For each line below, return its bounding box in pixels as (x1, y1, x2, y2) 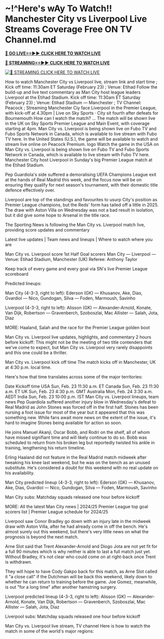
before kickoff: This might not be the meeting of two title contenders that (5, 339, 152, 345)
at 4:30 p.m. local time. (5, 364, 52, 370)
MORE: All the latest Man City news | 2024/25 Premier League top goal (5, 503, 148, 509)
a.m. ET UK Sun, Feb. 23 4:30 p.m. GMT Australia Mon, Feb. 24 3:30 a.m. (5, 388, 153, 394)
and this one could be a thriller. (5, 350, 68, 355)
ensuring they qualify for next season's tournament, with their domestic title (5, 182, 158, 188)
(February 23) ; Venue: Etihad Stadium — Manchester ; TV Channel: (5, 99, 142, 105)
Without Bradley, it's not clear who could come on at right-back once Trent (5, 554, 156, 560)
